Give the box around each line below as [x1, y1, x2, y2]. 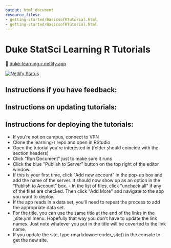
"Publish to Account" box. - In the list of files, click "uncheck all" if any [12, 183, 162, 189]
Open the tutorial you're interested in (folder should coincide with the [12, 144, 159, 151]
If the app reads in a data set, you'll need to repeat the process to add [12, 199, 160, 205]
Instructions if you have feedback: [5, 85, 117, 94]
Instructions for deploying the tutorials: [5, 120, 134, 129]
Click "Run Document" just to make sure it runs [12, 155, 112, 162]
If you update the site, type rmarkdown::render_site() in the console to [12, 231, 161, 238]
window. [12, 166, 31, 172]
